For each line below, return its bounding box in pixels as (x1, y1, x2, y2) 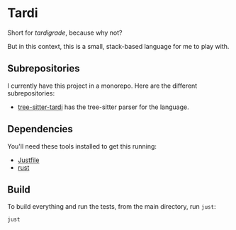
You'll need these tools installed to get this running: (7, 142, 157, 150)
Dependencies (7, 123, 73, 135)
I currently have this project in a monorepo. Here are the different (7, 81, 198, 90)
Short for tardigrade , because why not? (7, 28, 123, 37)
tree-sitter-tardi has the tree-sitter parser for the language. (17, 103, 189, 111)
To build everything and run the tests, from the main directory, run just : (7, 202, 216, 211)
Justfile (17, 156, 40, 164)
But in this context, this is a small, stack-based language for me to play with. (7, 42, 230, 50)
